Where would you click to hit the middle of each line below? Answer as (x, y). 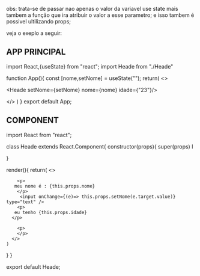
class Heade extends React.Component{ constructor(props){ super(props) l (100, 146)
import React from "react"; (39, 135)
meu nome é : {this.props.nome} (55, 186)
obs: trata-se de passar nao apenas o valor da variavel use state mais (92, 9)
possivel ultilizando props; (38, 21)
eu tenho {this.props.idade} (50, 212)
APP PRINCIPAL (36, 52)
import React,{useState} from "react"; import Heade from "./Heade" (90, 66)
